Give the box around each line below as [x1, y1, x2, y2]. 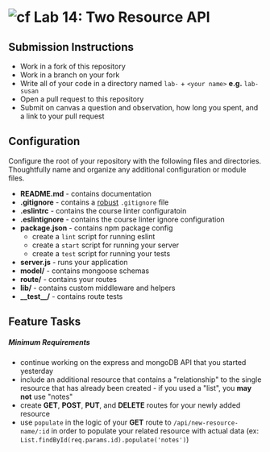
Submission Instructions [8, 40, 135, 54]
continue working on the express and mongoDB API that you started [19, 358, 247, 367]
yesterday [19, 367, 54, 376]
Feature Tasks [8, 315, 81, 329]
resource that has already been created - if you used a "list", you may [19, 384, 252, 393]
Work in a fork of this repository [19, 61, 127, 71]
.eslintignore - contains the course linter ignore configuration [19, 214, 226, 224]
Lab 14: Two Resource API [33, 8, 211, 27]
